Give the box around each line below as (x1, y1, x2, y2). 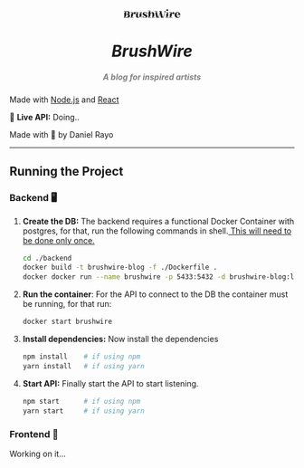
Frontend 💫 (9, 427, 59, 440)
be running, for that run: (22, 299, 112, 310)
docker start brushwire (22, 317, 113, 327)
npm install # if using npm (22, 352, 141, 361)
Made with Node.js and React (9, 94, 119, 105)
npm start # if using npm (22, 396, 141, 406)
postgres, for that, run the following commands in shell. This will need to (22, 225, 292, 236)
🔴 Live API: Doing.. (9, 111, 80, 122)
